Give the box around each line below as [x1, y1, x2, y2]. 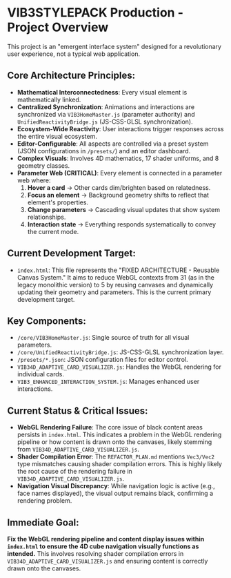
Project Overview [7, 19, 109, 35]
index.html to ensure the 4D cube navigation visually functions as [7, 542, 199, 550]
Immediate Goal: [7, 517, 79, 528]
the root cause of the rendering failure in [17, 468, 132, 476]
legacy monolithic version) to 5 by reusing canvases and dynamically [17, 280, 214, 289]
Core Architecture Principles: [7, 70, 136, 81]
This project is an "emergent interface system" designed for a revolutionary [7, 42, 222, 50]
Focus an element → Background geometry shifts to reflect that [27, 191, 209, 199]
